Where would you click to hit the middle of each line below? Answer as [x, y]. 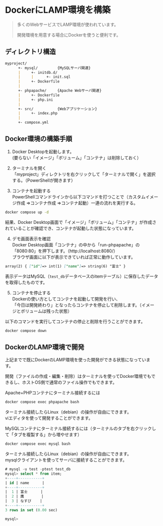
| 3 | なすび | [24, 501]
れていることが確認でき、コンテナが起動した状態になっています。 [71, 228]
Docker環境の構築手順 [39, 139]
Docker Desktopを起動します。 [43, 152]
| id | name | [25, 483]
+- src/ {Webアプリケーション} [57, 109]
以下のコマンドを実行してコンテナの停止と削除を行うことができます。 [75, 321]
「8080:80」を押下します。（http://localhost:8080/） [65, 251]
